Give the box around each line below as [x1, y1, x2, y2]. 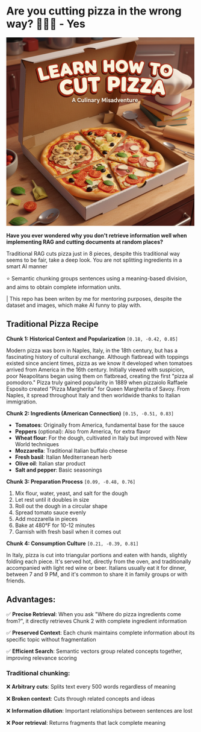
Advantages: [6, 595, 56, 605]
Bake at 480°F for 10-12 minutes [14, 522, 95, 529]
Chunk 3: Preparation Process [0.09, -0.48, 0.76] [6, 478, 136, 485]
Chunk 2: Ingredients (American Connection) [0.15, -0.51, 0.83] [6, 409, 175, 417]
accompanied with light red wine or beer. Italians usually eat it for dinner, [6, 564, 187, 571]
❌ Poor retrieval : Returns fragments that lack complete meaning [6, 719, 166, 726]
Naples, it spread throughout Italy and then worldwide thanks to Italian [6, 391, 181, 399]
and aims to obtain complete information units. [6, 283, 122, 291]
